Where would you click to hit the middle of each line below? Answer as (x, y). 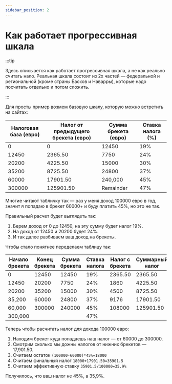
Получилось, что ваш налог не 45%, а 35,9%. (55, 376)
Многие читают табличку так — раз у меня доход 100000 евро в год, (81, 200)
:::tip (10, 60)
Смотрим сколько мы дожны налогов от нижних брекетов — (80, 344)
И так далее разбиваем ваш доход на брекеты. (64, 237)
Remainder (115, 188)
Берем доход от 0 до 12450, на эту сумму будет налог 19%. (78, 226)
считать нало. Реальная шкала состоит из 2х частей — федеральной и (83, 76)
